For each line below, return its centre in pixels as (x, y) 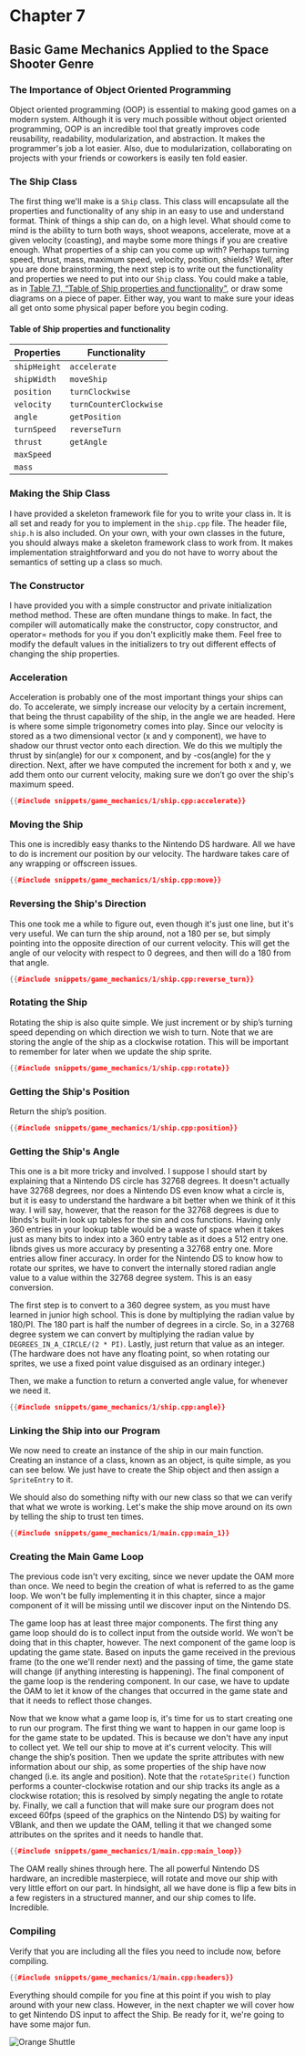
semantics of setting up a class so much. (86, 562)
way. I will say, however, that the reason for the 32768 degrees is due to (144, 1210)
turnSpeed (35, 430)
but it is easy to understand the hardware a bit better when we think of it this (152, 1201)
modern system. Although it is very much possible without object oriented (148, 119)
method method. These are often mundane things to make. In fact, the (141, 615)
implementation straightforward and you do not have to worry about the (143, 552)
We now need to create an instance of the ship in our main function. (137, 1451)
